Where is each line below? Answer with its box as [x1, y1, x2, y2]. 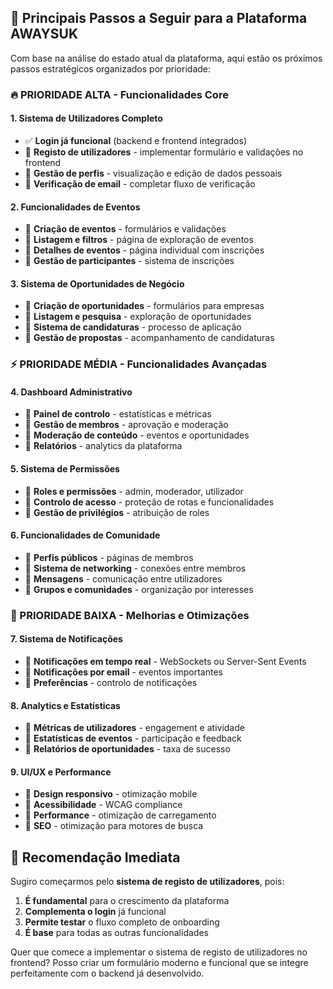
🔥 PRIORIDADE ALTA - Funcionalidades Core [10, 87, 229, 101]
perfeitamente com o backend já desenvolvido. [10, 967, 205, 980]
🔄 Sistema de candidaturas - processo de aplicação [24, 321, 242, 333]
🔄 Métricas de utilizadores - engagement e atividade [24, 722, 245, 734]
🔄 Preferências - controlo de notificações [24, 677, 198, 688]
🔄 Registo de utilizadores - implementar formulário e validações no [24, 146, 304, 158]
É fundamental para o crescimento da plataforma [24, 895, 230, 907]
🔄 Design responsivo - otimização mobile [24, 788, 198, 800]
